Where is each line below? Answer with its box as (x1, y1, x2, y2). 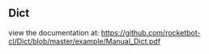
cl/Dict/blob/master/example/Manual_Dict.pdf (8, 36, 160, 46)
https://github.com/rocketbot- (100, 27, 201, 37)
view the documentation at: (8, 27, 100, 37)
